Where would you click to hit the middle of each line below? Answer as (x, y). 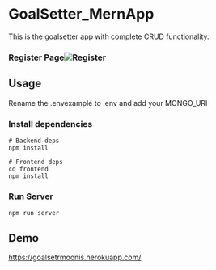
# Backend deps (34, 141)
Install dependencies (51, 124)
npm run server (34, 213)
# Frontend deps (36, 162)
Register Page (36, 57)
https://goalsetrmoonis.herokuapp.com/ (75, 257)
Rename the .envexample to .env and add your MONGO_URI (108, 103)
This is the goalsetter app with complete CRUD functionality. (109, 36)
